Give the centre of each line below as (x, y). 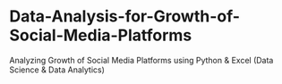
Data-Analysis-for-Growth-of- (124, 17)
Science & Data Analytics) (57, 70)
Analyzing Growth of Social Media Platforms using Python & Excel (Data (141, 60)
